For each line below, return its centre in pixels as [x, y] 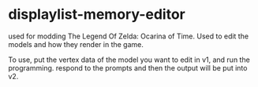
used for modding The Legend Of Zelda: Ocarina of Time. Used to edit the [129, 36]
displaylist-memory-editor [97, 14]
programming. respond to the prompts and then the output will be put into [128, 67]
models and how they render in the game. [76, 44]
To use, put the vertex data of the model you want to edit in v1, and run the [129, 60]
